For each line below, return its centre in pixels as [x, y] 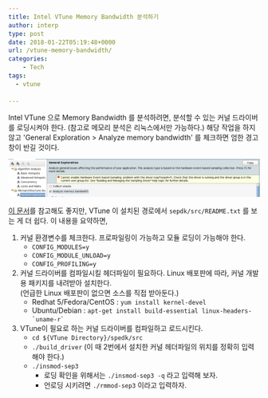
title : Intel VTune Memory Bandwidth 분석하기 [84, 17]
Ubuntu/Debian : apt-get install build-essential [115, 310]
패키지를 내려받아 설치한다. [70, 283]
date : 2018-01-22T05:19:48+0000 [62, 42]
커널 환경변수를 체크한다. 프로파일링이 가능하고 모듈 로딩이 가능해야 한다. [132, 238]
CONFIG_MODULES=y [61, 247]
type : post [26, 33]
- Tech [33, 68]
